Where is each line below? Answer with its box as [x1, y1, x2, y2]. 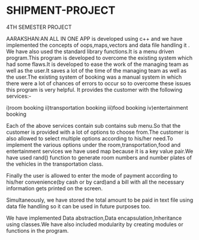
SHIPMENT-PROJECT [6, 4, 116, 17]
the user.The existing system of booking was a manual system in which [6, 73, 182, 80]
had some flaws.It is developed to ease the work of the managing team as [6, 61, 189, 68]
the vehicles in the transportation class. [6, 160, 104, 167]
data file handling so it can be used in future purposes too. [6, 202, 151, 210]
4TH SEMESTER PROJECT [6, 23, 72, 31]
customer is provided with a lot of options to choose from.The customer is [6, 128, 189, 136]
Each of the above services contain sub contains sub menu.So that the [6, 122, 181, 129]
